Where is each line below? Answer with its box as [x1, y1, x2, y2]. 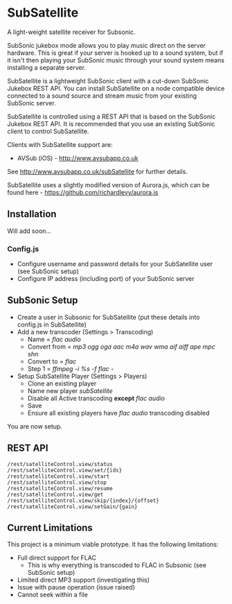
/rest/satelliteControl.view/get [7, 491, 104, 498]
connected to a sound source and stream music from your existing [7, 92, 197, 100]
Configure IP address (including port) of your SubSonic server [17, 275, 195, 283]
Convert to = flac [27, 357, 77, 365]
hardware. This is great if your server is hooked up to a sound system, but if [7, 49, 224, 57]
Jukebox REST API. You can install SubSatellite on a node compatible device [7, 84, 225, 92]
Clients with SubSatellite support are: [7, 140, 113, 148]
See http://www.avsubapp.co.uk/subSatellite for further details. [7, 167, 188, 175]
